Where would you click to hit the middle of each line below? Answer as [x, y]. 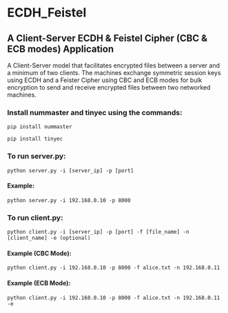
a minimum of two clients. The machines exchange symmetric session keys [114, 73]
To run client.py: [35, 217]
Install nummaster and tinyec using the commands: [95, 112]
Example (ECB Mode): [39, 283]
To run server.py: [37, 156]
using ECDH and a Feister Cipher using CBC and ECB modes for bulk [105, 80]
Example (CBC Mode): [39, 253]
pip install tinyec [35, 139]
